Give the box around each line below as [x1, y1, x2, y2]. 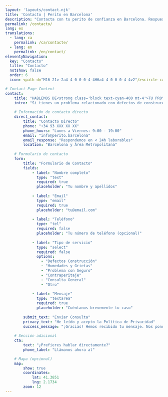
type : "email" [36, 198, 66, 203]
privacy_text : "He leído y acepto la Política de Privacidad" [23, 319, 155, 324]
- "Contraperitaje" [40, 273, 81, 278]
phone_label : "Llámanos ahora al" [23, 347, 95, 352]
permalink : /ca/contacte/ [14, 40, 68, 45]
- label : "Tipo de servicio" [31, 240, 93, 245]
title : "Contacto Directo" [23, 119, 79, 124]
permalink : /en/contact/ [14, 49, 66, 54]
